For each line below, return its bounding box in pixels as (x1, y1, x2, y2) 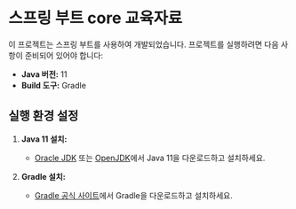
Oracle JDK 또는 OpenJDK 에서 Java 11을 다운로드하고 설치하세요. (34, 152, 266, 163)
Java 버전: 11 (20, 68, 68, 80)
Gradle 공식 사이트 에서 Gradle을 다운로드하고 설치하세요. (34, 190, 233, 200)
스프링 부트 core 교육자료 (8, 8, 183, 28)
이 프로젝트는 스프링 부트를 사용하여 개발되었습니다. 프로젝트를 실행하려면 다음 (8, 39, 279, 50)
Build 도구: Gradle (20, 80, 86, 90)
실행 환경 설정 (8, 108, 79, 124)
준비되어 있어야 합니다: (24, 50, 104, 60)
